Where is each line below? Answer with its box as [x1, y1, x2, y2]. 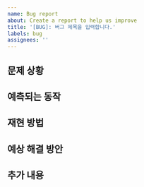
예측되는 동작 [7, 90, 61, 102]
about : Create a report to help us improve [7, 17, 138, 24]
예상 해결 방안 [7, 143, 64, 155]
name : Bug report [7, 10, 59, 18]
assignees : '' [7, 37, 49, 44]
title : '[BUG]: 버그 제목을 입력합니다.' [7, 23, 116, 30]
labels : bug [7, 30, 42, 37]
